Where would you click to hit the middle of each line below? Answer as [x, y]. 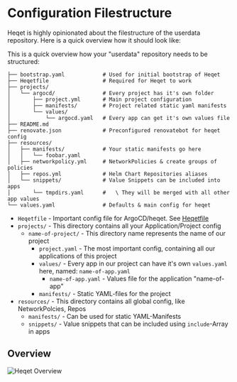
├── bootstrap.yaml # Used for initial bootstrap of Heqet [114, 75]
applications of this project [78, 256]
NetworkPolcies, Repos [52, 309]
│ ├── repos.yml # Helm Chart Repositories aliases [108, 174]
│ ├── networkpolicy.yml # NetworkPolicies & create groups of [112, 161]
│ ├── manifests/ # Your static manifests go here [104, 149]
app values [23, 199]
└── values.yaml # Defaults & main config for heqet [109, 205]
